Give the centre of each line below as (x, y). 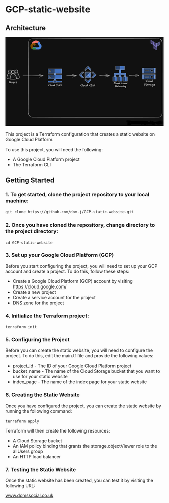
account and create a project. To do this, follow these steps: (67, 271)
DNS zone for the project (38, 303)
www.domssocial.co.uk (29, 495)
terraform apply (22, 421)
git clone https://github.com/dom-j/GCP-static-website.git (70, 212)
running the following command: (39, 411)
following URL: (20, 486)
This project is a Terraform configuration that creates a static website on (80, 134)
